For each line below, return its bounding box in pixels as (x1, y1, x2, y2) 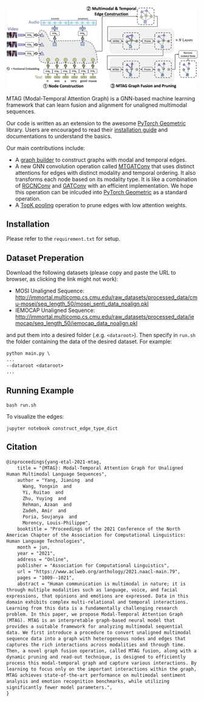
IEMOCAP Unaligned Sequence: (15, 307, 95, 314)
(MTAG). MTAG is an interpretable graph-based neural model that (6, 617, 175, 623)
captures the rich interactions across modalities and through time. (6, 642, 186, 648)
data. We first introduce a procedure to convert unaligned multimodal (6, 629, 191, 636)
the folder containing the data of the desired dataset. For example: (6, 338, 172, 346)
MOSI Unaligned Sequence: (15, 287, 85, 295)
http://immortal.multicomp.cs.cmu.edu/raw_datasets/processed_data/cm (15, 294, 198, 301)
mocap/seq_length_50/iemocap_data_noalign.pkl (15, 320, 138, 327)
